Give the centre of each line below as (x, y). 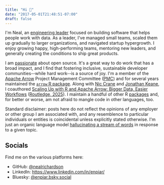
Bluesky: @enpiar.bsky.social (42, 177)
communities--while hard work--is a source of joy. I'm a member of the (77, 74)
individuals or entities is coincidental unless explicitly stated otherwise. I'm (81, 119)
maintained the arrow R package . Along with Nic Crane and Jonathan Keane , (82, 84)
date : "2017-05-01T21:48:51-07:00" (41, 14)
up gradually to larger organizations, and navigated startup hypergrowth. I (80, 43)
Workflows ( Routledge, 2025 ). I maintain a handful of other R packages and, (82, 94)
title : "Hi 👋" (20, 10)
